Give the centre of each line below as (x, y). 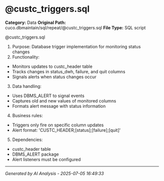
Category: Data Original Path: (36, 22)
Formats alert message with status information (59, 106)
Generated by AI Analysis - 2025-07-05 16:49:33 (54, 173)
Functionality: (26, 57)
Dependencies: (27, 140)
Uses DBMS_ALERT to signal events (48, 96)
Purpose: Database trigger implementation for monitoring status (76, 46)
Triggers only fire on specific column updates (58, 125)
